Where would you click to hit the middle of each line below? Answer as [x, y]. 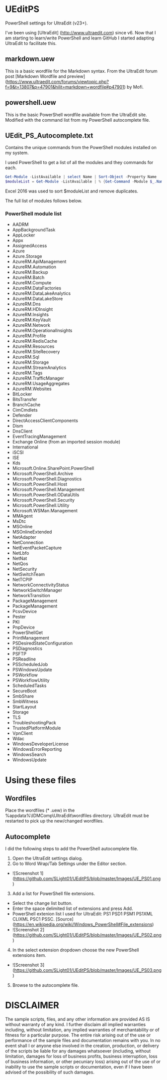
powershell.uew [31, 103]
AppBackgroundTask [34, 230]
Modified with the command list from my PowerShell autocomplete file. [78, 120]
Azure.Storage [27, 256]
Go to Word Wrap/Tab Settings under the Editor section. [69, 864]
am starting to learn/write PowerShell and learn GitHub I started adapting [80, 38]
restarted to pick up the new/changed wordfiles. [54, 821]
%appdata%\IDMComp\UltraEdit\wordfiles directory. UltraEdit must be [77, 816]
